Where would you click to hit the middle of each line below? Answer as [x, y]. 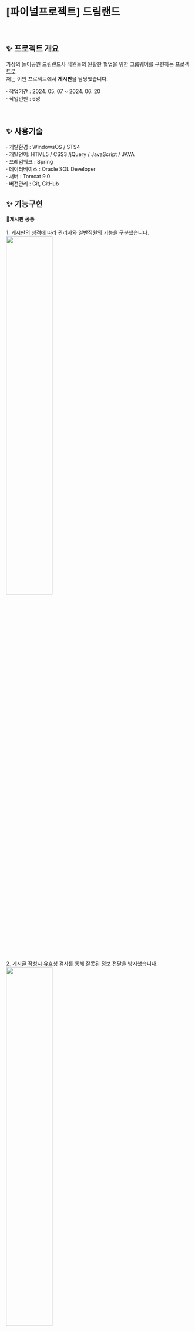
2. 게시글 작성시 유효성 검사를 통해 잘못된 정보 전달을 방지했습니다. [82, 964]
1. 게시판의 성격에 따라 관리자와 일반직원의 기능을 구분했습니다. [78, 232]
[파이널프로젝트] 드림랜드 [63, 12]
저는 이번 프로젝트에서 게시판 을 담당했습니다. [57, 79]
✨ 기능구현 [24, 204]
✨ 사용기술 [24, 132]
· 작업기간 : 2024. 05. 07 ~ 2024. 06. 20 [53, 91]
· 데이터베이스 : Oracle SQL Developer [51, 169]
